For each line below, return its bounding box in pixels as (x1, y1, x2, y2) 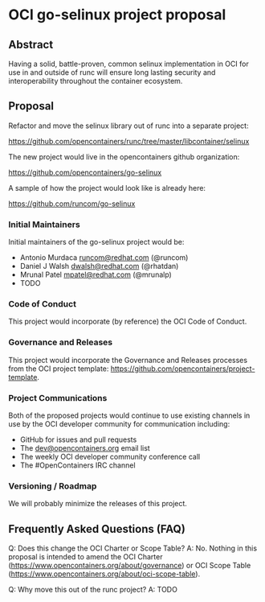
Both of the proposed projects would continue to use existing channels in (8, 410, 251, 420)
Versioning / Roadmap (8, 480, 97, 492)
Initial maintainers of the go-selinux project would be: (8, 237, 185, 247)
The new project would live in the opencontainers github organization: (8, 151, 240, 162)
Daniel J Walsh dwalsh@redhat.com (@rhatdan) (19, 262, 179, 271)
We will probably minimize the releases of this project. (8, 499, 187, 509)
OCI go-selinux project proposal (8, 6, 226, 24)
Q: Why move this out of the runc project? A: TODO (8, 585, 178, 595)
